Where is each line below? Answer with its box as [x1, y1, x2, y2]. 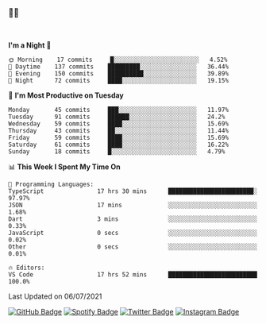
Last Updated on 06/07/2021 [8, 291, 102, 301]
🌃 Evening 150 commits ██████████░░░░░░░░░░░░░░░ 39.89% [8, 70, 229, 78]
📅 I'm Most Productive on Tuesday [8, 91, 125, 100]
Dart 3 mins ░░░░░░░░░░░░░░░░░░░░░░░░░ [8, 215, 258, 223]
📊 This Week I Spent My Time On [8, 162, 121, 172]
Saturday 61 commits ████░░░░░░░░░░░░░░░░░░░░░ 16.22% [8, 141, 229, 149]
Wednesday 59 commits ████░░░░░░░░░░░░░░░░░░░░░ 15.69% [8, 120, 229, 128]
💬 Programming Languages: [8, 180, 94, 189]
